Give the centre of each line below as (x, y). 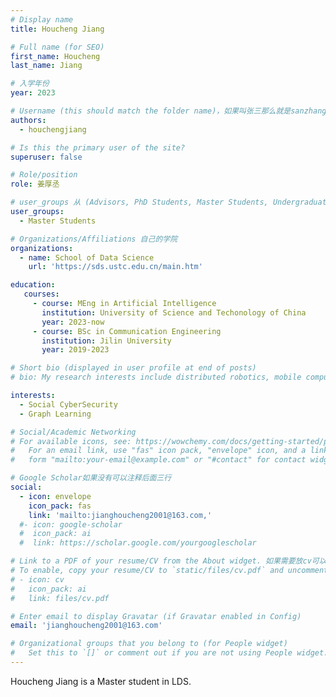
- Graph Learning (55, 414)
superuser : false (46, 157)
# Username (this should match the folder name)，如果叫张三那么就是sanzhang (168, 111)
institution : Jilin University (106, 341)
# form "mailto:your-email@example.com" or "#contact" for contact (158, 460)
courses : (41, 294)
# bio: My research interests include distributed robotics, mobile (156, 377)
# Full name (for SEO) (57, 47)
